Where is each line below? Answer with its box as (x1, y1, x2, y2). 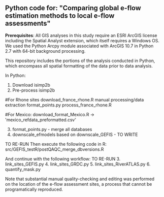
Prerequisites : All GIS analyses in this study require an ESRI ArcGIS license (5, 32, 158, 38)
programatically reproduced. (5, 186, 63, 192)
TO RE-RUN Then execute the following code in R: (5, 141, 107, 147)
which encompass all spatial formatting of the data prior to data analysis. (5, 63, 153, 68)
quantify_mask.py (5, 166, 41, 172)
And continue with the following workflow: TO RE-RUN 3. (5, 156, 121, 162)
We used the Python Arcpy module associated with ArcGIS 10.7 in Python (5, 43, 154, 49)
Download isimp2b (12, 82, 51, 88)
